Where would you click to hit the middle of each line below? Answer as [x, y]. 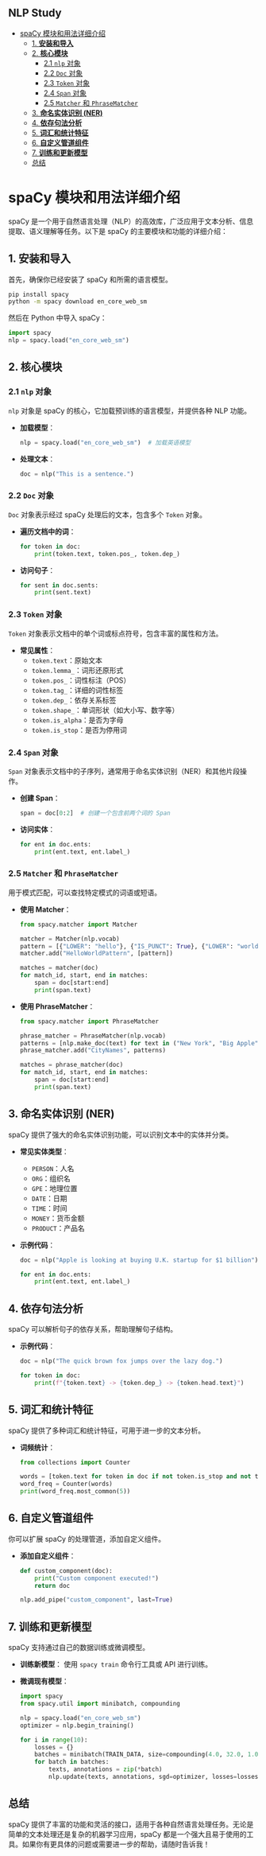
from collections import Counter [75, 1462]
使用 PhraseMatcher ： [57, 1006]
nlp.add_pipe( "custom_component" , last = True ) [96, 1600]
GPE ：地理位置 [54, 1188]
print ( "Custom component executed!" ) [97, 1578]
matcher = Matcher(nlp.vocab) [70, 939]
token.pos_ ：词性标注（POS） [81, 680]
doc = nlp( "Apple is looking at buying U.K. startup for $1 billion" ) [139, 1260]
